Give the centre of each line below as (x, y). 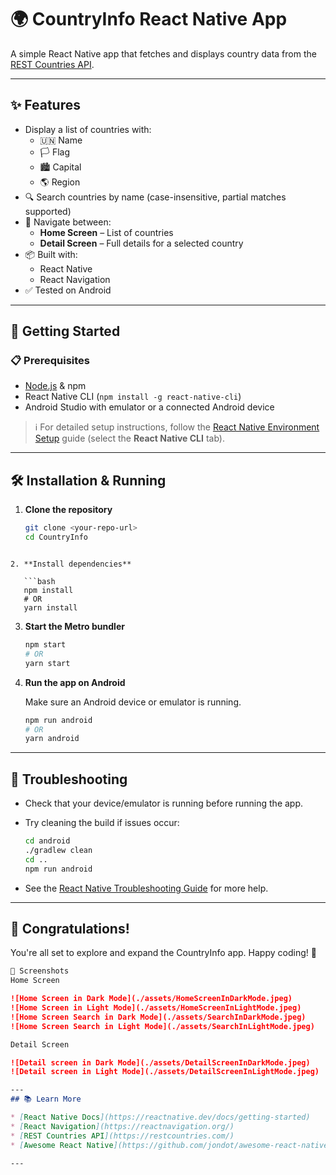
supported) (48, 211)
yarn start (47, 663)
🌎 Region (60, 182)
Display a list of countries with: (88, 129)
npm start (45, 645)
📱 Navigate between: (68, 222)
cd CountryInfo (56, 537)
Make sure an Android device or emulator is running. (133, 702)
